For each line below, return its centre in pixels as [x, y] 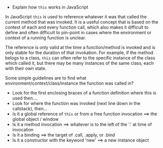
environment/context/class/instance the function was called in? [69, 83]
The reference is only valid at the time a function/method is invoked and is [80, 47]
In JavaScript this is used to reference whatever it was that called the [76, 17]
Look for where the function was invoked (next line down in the [76, 103]
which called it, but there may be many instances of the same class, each [80, 63]
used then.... [25, 98]
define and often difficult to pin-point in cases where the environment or [78, 32]
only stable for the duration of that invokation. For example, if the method [79, 52]
